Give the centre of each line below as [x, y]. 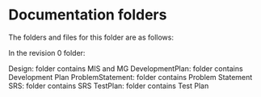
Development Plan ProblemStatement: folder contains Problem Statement [130, 77]
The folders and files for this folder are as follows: [91, 37]
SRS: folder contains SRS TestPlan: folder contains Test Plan [109, 86]
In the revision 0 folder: [47, 53]
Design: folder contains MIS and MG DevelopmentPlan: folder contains [126, 68]
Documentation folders [88, 15]
